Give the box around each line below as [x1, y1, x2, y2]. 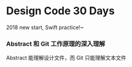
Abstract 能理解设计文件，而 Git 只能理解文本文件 [6, 55, 127, 62]
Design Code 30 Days [6, 4, 115, 18]
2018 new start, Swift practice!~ [6, 24, 84, 31]
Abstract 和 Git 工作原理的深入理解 [6, 40, 105, 48]
